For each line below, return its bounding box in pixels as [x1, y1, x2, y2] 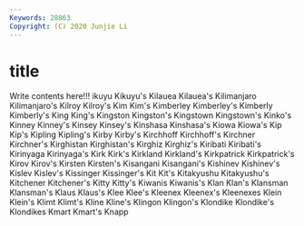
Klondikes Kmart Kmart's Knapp [9, 206, 129, 218]
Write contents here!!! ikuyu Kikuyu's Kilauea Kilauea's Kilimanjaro [9, 91, 257, 102]
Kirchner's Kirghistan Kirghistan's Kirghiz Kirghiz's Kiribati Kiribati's [9, 139, 261, 150]
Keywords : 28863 [9, 13, 71, 23]
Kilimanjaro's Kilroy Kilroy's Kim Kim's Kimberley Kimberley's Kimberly [9, 101, 274, 112]
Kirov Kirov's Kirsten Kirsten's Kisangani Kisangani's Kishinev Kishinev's [9, 158, 280, 169]
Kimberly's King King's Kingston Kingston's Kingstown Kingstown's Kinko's [9, 110, 292, 121]
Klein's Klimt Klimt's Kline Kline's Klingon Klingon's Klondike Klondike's [9, 197, 275, 208]
